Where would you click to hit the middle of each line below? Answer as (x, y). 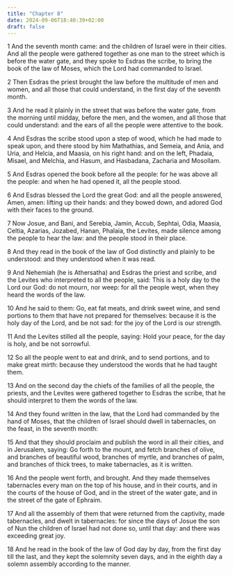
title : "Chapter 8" (35, 14)
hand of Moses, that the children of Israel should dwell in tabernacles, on (112, 421)
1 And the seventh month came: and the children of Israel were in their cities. (117, 47)
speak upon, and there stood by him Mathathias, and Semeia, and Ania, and (115, 146)
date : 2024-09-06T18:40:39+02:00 (56, 20)
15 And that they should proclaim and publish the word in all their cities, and (115, 442)
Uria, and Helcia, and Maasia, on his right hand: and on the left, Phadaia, (111, 153)
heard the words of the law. (46, 295)
